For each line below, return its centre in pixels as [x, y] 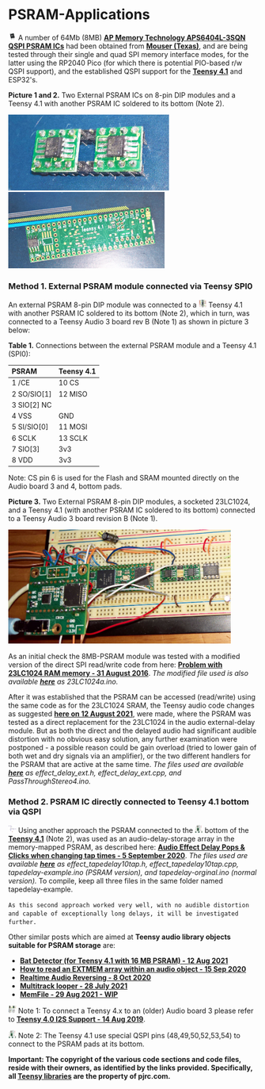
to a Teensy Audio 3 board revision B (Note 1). [83, 518]
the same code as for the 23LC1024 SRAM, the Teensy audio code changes [131, 706]
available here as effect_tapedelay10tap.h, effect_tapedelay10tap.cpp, [123, 864]
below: [19, 330]
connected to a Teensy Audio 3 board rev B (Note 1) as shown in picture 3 [129, 321]
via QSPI [25, 812]
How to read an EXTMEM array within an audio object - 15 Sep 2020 [133, 968]
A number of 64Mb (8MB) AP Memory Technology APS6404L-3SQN [132, 37]
